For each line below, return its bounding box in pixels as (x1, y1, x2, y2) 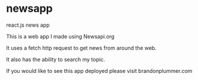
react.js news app (6, 21, 50, 28)
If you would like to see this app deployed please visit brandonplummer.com (6, 67, 193, 74)
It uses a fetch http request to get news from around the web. (6, 44, 157, 52)
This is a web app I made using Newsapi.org (6, 33, 115, 40)
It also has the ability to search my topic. (6, 56, 105, 63)
